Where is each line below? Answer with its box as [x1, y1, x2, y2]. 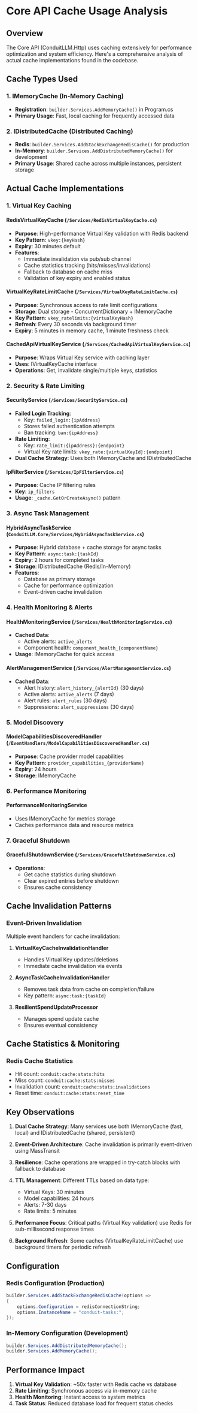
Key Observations [6, 1107, 75, 1117]
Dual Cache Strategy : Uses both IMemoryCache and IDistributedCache [14, 455, 191, 462]
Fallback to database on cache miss [23, 268, 112, 275]
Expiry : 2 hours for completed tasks [14, 557, 104, 564]
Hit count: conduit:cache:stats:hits [14, 1071, 105, 1078]
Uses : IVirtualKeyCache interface [14, 360, 98, 367]
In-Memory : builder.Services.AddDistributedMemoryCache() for [14, 147, 173, 154]
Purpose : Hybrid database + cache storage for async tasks [14, 544, 162, 551]
